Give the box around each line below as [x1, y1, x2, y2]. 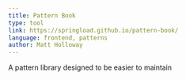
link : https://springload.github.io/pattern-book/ [8, 26, 179, 34]
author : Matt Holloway [8, 41, 83, 49]
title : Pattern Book [8, 11, 77, 20]
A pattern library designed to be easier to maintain [8, 63, 173, 72]
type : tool [8, 19, 44, 27]
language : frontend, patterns [8, 33, 108, 42]
